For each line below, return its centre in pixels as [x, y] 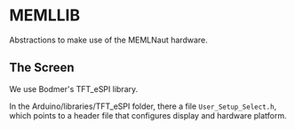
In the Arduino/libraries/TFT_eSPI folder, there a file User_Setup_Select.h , [143, 106]
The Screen [42, 68]
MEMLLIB [45, 15]
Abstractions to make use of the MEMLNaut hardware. [109, 40]
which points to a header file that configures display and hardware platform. [148, 115]
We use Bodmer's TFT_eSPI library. [74, 88]
